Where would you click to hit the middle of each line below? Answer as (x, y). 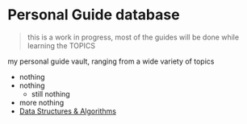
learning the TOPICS (61, 45)
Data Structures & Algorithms (67, 111)
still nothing (50, 93)
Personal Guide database (94, 15)
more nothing (42, 102)
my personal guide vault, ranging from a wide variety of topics (111, 61)
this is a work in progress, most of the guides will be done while (133, 37)
